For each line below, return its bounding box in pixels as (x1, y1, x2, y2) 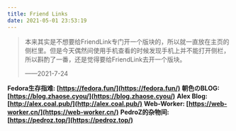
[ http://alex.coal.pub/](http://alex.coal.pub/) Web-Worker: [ (7, 99, 189, 108)
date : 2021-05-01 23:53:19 (7, 17, 87, 24)
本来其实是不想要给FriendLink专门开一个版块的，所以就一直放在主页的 (24, 37, 230, 46)
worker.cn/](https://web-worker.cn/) (7, 108, 119, 116)
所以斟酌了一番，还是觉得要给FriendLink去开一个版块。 (24, 55, 186, 64)
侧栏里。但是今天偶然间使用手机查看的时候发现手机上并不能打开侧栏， (24, 46, 230, 55)
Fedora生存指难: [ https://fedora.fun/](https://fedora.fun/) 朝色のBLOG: (7, 84, 220, 92)
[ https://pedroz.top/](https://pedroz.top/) (7, 115, 133, 124)
